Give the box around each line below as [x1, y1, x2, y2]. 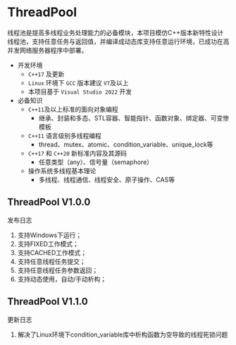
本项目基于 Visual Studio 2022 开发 [27, 87, 132, 96]
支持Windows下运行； [17, 230, 82, 239]
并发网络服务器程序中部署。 [7, 46, 88, 54]
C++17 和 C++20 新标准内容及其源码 [27, 149, 127, 157]
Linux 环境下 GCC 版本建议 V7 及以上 [27, 78, 129, 87]
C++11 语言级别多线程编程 [27, 131, 102, 139]
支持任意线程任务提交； [17, 257, 86, 265]
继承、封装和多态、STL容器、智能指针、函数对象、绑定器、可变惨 [38, 113, 230, 122]
